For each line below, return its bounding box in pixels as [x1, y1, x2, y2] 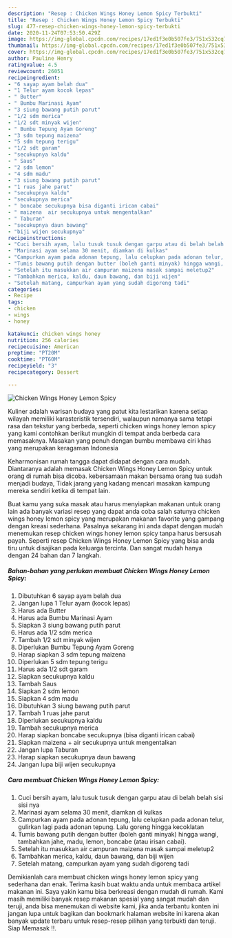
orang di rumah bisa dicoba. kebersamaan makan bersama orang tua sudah [8, 472, 222, 480]
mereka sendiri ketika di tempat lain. [8, 486, 111, 495]
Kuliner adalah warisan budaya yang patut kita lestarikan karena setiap [8, 407, 209, 415]
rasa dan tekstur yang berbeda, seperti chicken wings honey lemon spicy [8, 421, 216, 430]
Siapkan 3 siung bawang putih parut [17, 621, 121, 629]
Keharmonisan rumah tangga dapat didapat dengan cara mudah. [8, 457, 191, 466]
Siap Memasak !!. [8, 924, 57, 932]
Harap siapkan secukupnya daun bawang [17, 752, 136, 761]
